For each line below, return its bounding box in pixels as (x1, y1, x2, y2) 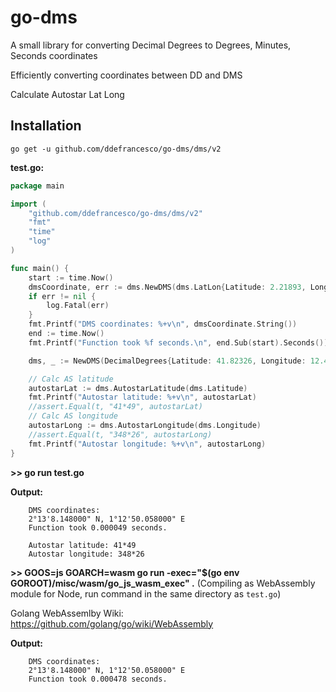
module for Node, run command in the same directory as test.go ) (10, 587, 282, 600)
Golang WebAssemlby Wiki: (10, 607, 124, 619)
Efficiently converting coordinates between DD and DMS (10, 69, 243, 81)
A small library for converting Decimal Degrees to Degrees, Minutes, (10, 39, 292, 51)
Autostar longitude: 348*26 (28, 549, 145, 559)
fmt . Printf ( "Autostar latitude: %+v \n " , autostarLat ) (28, 392, 257, 403)
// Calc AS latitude (28, 374, 114, 384)
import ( (10, 199, 47, 209)
